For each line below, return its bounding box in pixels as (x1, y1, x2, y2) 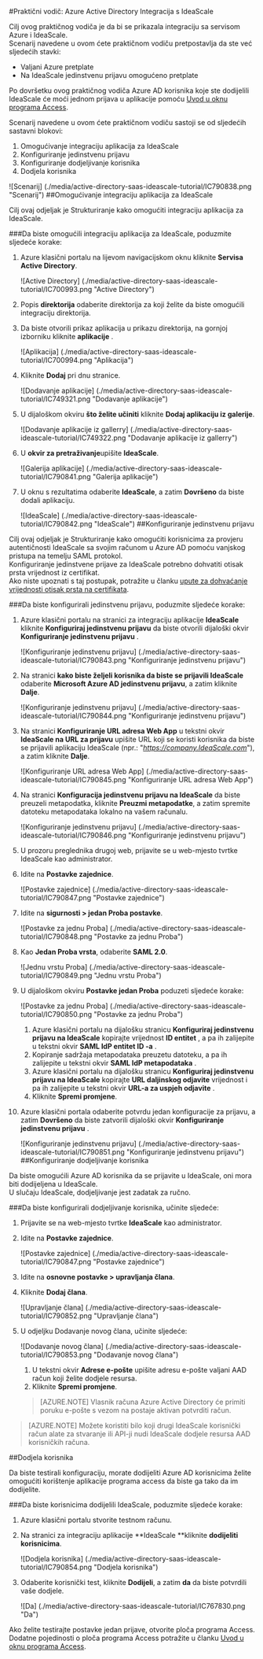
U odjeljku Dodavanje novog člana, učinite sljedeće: (20, 1326, 188, 1336)
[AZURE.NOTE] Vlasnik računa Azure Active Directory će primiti (39, 1397, 246, 1406)
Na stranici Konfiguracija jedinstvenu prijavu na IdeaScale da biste (20, 790, 241, 800)
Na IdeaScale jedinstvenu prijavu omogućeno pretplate (20, 71, 199, 79)
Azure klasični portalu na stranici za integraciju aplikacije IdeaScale (20, 615, 239, 624)
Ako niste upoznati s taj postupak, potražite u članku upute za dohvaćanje (9, 576, 248, 586)
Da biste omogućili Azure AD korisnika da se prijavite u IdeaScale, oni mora (9, 1171, 252, 1180)
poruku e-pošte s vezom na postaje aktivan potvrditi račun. (39, 1406, 232, 1415)
